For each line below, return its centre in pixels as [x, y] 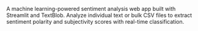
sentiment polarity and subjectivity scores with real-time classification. [95, 22]
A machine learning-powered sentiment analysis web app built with [91, 9]
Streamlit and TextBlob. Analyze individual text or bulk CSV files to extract [99, 15]
